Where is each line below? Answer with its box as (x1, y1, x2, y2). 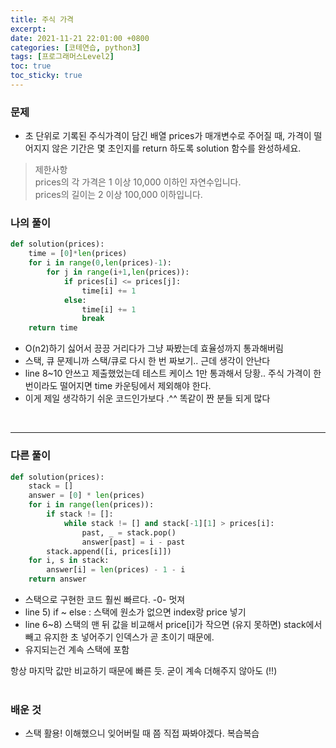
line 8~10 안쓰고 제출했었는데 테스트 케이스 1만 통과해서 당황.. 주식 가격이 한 (24, 367, 322, 380)
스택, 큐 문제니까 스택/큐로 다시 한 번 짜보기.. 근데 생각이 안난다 (24, 355, 271, 367)
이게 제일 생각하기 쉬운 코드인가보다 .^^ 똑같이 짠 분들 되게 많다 (24, 392, 271, 405)
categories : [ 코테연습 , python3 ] (10, 42, 142, 53)
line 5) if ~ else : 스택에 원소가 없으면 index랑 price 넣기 (24, 606, 247, 618)
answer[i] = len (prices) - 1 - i (46, 565, 186, 575)
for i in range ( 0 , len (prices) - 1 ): (28, 258, 172, 268)
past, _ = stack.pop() (81, 527, 177, 538)
